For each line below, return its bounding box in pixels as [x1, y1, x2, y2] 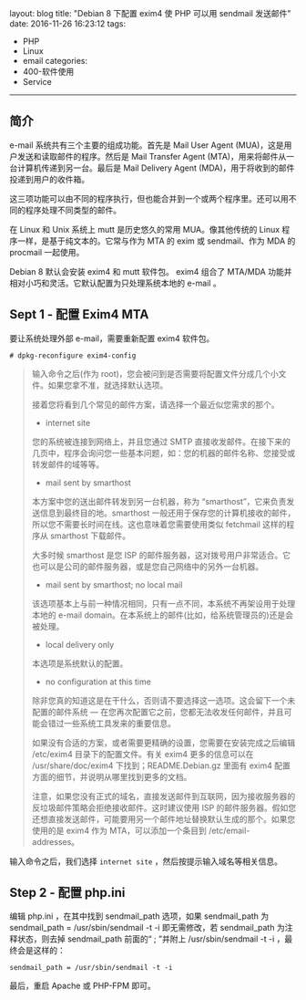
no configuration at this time [45, 676, 152, 687]
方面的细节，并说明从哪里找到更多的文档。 [31, 771, 192, 782]
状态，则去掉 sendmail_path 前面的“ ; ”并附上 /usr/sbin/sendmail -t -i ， [16, 933, 285, 944]
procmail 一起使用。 [9, 246, 85, 257]
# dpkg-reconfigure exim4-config [9, 350, 137, 360]
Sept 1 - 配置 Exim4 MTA [9, 307, 149, 322]
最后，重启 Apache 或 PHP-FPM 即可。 [9, 980, 157, 992]
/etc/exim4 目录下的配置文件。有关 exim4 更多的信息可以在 [31, 748, 254, 759]
